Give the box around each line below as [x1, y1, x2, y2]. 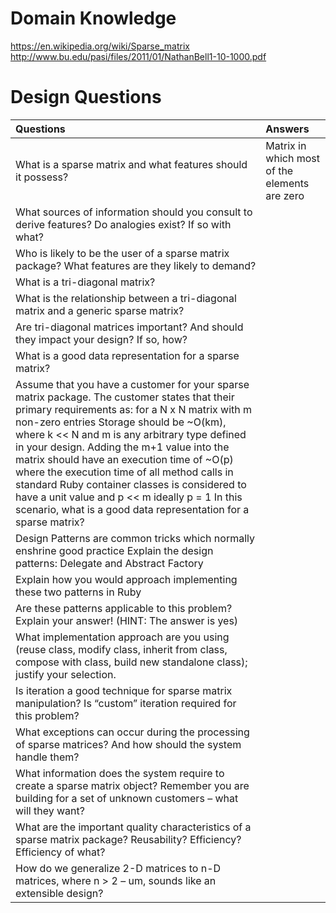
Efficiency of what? [15, 845, 106, 859]
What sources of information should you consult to [15, 205, 253, 219]
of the [265, 163, 294, 177]
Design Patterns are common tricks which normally [15, 531, 255, 545]
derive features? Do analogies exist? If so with [15, 217, 232, 231]
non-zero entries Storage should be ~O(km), [15, 415, 227, 429]
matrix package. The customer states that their [15, 390, 235, 404]
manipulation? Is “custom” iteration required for [15, 696, 237, 710]
